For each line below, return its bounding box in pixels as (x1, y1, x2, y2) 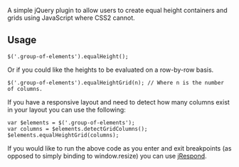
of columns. (7, 85, 43, 92)
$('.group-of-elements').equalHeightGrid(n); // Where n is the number (7, 79, 224, 86)
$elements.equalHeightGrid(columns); (7, 131, 119, 139)
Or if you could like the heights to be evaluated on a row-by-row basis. (7, 65, 214, 74)
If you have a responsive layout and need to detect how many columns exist (7, 97, 230, 106)
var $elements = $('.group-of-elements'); (7, 119, 135, 126)
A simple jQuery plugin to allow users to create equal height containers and (7, 6, 228, 14)
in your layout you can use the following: (7, 105, 126, 114)
